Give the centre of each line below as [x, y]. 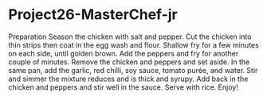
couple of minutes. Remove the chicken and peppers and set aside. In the [129, 62]
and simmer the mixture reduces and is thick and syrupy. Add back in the [128, 79]
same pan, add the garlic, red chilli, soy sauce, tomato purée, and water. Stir [133, 70]
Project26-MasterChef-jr [93, 15]
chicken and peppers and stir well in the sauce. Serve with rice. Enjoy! [124, 87]
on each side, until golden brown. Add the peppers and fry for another [124, 53]
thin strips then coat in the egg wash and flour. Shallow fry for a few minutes [133, 44]
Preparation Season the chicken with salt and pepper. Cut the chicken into [130, 37]
